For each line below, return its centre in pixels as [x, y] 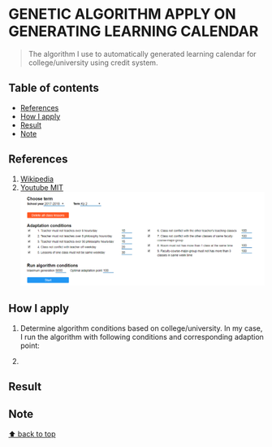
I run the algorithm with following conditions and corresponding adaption [142, 336]
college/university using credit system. [93, 63]
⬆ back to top [32, 434]
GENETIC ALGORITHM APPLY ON [122, 14]
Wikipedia [37, 179]
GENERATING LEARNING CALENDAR [134, 31]
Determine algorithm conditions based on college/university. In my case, [141, 328]
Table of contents [54, 88]
